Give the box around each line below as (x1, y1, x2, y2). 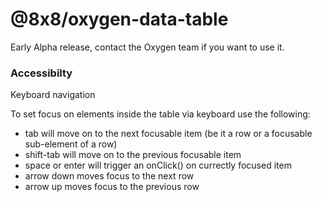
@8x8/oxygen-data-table (10, 8, 229, 31)
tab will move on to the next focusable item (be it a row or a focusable (24, 128, 313, 140)
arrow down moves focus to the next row (24, 170, 195, 182)
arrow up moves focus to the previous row (24, 181, 200, 193)
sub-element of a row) (24, 138, 118, 150)
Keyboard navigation (10, 89, 96, 101)
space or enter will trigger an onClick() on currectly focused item (24, 159, 292, 172)
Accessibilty (10, 66, 73, 80)
